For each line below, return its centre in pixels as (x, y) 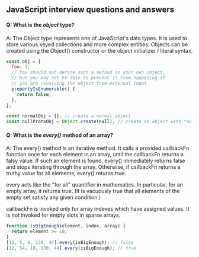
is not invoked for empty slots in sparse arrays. (63, 215)
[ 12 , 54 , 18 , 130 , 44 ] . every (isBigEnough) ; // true (71, 248)
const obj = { (24, 62)
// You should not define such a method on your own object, (89, 73)
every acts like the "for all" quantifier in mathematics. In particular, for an (95, 185)
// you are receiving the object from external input (79, 83)
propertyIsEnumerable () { (44, 89)
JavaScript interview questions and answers (90, 10)
